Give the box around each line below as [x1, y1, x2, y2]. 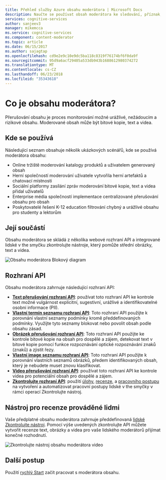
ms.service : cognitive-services [5, 30, 72, 35]
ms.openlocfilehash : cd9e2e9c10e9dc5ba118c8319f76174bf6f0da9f [5, 53, 138, 59]
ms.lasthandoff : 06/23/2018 [5, 72, 63, 77]
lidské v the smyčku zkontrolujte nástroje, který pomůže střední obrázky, [5, 242, 153, 248]
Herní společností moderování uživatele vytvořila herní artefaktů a [12, 172, 147, 179]
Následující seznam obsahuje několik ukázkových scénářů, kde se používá [5, 147, 157, 153]
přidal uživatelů [12, 188, 44, 194]
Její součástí [5, 224, 45, 232]
